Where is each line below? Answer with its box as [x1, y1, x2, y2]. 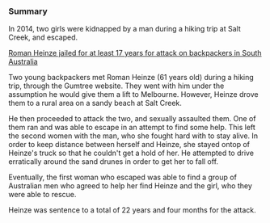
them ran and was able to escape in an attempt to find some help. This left [8, 123, 256, 133]
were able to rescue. [8, 190, 77, 200]
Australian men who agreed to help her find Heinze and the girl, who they [8, 181, 252, 191]
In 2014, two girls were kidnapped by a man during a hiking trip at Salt [8, 24, 241, 34]
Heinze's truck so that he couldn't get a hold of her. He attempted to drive [8, 148, 255, 158]
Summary [8, 6, 49, 17]
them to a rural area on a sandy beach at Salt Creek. [8, 99, 182, 108]
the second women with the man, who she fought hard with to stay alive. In [8, 131, 259, 141]
